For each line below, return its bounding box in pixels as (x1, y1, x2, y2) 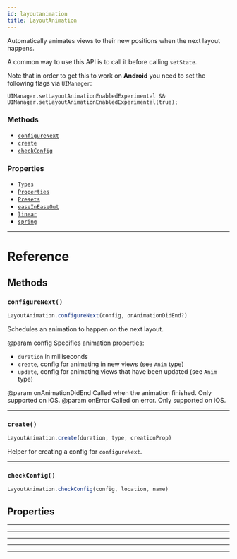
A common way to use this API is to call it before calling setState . (7, 57, 197, 66)
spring (17, 218, 37, 226)
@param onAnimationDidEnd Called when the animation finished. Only (7, 388, 212, 396)
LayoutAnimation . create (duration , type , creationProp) (7, 435, 172, 442)
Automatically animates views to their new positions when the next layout (7, 36, 221, 45)
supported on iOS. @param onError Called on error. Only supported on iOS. (7, 396, 226, 404)
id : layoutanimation (7, 10, 68, 18)
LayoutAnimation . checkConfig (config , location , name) (7, 486, 169, 493)
